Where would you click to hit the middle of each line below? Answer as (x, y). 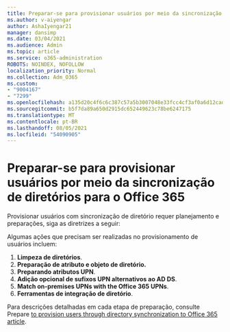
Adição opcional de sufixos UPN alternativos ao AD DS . (97, 279)
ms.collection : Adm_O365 (42, 77)
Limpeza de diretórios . (50, 257)
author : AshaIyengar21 (39, 26)
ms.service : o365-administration (55, 58)
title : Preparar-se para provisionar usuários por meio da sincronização (115, 13)
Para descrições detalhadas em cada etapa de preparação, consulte (104, 307)
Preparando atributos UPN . (56, 272)
